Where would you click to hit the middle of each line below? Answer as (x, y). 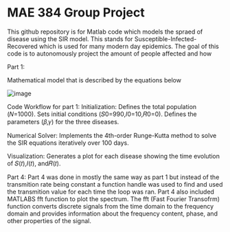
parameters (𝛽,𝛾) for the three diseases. (63, 121)
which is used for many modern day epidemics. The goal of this (129, 46)
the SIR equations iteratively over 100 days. (68, 143)
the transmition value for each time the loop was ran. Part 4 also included (111, 192)
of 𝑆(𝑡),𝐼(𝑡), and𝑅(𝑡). (34, 163)
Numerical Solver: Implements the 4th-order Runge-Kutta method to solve (112, 135)
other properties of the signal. (49, 220)
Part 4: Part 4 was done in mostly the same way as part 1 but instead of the (113, 177)
